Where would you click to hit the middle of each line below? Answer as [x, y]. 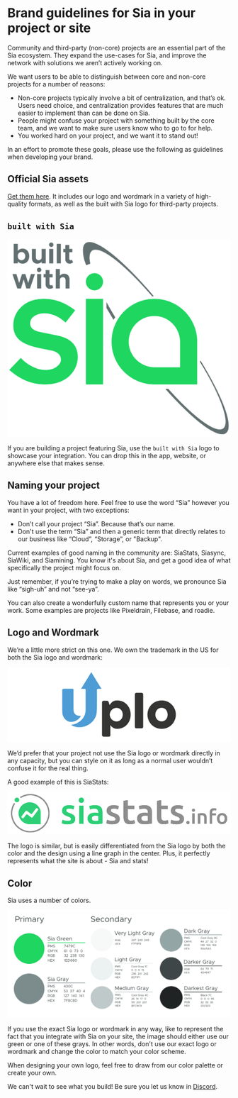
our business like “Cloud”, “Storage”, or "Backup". [90, 539]
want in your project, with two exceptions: [68, 510]
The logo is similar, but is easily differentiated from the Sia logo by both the [117, 846]
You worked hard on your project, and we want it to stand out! [108, 135]
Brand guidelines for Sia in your [102, 13]
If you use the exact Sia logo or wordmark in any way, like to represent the [115, 1028]
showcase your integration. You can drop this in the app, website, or [107, 455]
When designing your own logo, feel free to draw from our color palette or [115, 1065]
